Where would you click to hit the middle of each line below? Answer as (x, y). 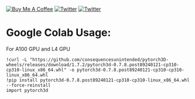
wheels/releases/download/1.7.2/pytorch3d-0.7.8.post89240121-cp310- (93, 64)
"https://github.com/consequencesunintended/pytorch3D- (99, 59)
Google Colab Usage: (59, 33)
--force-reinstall (28, 85)
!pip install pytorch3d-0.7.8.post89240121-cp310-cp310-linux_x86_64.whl (98, 80)
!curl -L (17, 59)
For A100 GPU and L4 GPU (38, 49)
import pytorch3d (27, 90)
